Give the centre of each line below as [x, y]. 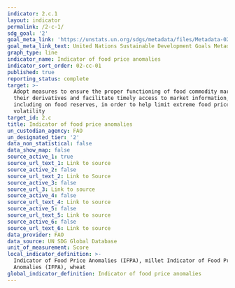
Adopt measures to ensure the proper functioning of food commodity [115, 92]
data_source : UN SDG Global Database [62, 241]
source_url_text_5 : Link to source [59, 215]
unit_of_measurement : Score [48, 248]
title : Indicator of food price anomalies [70, 124]
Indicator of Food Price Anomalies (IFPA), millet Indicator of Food [117, 261]
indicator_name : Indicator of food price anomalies [84, 59]
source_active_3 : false [42, 182]
